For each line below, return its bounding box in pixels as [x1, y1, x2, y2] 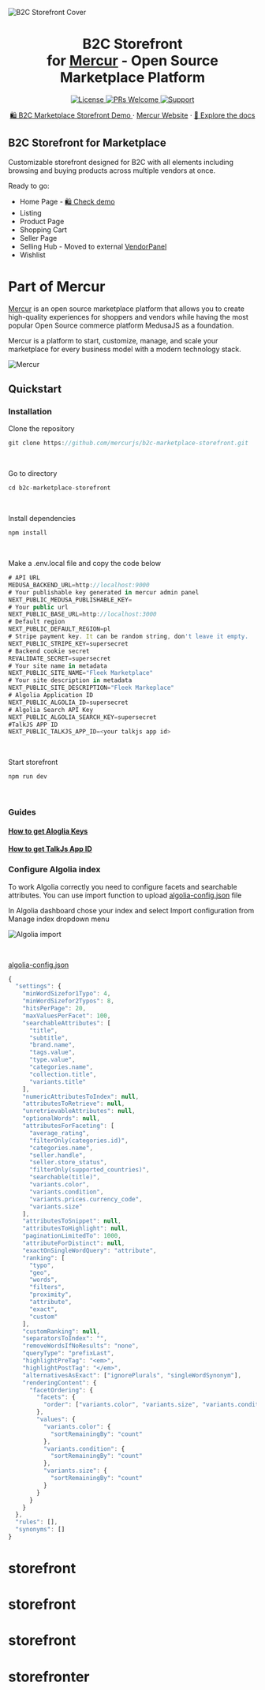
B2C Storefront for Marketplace [8, 137, 167, 150]
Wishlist [19, 249, 46, 260]
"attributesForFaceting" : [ [22, 1122, 114, 1130]
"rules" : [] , [15, 1518, 58, 1527]
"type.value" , [28, 1056, 77, 1064]
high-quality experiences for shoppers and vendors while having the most [8, 312, 248, 321]
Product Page [19, 216, 65, 226]
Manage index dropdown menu [8, 914, 110, 924]
